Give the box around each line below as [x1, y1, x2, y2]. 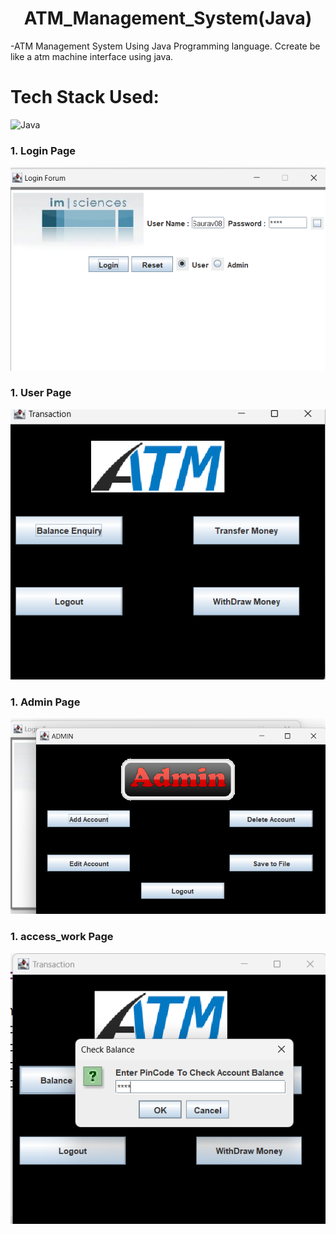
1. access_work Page [10, 930, 114, 944]
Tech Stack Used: [10, 86, 160, 109]
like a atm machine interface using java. [10, 50, 174, 62]
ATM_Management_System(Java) [23, 7, 313, 30]
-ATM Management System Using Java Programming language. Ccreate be [10, 40, 321, 52]
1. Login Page [10, 143, 76, 157]
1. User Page [10, 386, 72, 400]
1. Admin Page [10, 695, 81, 709]
